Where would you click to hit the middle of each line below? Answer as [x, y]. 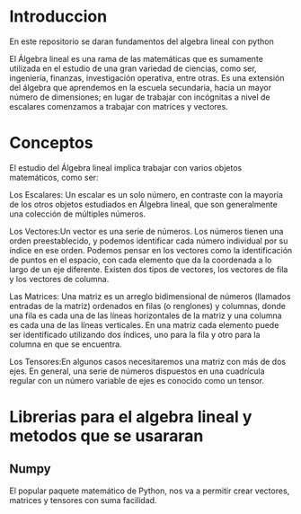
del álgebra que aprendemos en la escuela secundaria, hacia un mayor [141, 87]
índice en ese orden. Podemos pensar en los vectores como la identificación [151, 250]
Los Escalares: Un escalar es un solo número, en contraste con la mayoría [146, 194]
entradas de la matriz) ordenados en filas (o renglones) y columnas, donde [147, 306]
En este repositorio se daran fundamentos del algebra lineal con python [142, 41]
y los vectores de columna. [59, 279]
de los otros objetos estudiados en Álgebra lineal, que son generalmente [144, 204]
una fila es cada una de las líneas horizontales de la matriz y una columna [146, 315]
